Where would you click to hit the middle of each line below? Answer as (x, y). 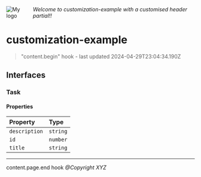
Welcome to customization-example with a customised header (110, 9)
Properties (20, 106)
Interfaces (26, 75)
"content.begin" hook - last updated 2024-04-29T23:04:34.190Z (101, 56)
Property (22, 122)
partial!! (42, 16)
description (26, 132)
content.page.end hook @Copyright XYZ (56, 167)
